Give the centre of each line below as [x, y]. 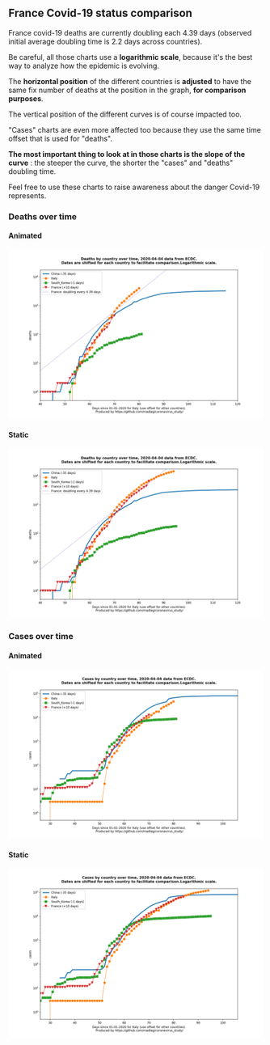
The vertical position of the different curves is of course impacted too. [125, 114]
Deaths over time [43, 216]
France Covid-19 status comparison [100, 13]
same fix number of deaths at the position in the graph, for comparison [127, 90]
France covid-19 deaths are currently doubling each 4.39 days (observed [130, 32]
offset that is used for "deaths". [61, 138]
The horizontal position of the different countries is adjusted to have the [130, 81]
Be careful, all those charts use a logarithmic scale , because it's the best [131, 57]
